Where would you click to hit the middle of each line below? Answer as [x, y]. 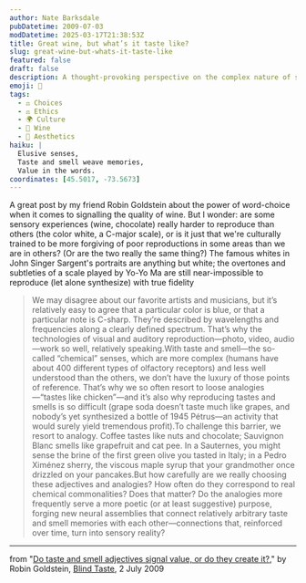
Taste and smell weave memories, [81, 162]
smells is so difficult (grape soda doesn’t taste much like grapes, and [161, 407]
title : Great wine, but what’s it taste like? [99, 43]
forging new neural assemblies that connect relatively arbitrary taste [160, 514]
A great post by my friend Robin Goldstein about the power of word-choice [150, 205]
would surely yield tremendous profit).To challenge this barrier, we [156, 426]
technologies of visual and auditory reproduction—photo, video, [152, 339]
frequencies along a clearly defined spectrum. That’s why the [147, 329]
